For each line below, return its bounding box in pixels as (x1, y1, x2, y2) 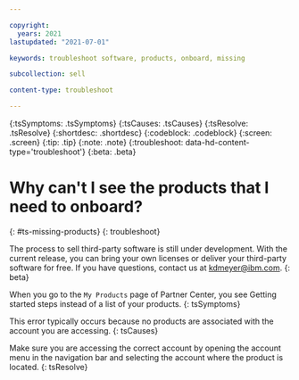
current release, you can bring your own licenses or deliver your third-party (9, 252, 287, 263)
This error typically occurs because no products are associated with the (9, 316, 274, 326)
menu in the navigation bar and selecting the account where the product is (9, 351, 284, 362)
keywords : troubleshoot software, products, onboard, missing (9, 54, 245, 62)
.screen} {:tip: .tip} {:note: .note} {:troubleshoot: (9, 137, 184, 147)
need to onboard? (9, 197, 143, 217)
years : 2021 (17, 29, 62, 38)
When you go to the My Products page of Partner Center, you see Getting (9, 289, 277, 300)
